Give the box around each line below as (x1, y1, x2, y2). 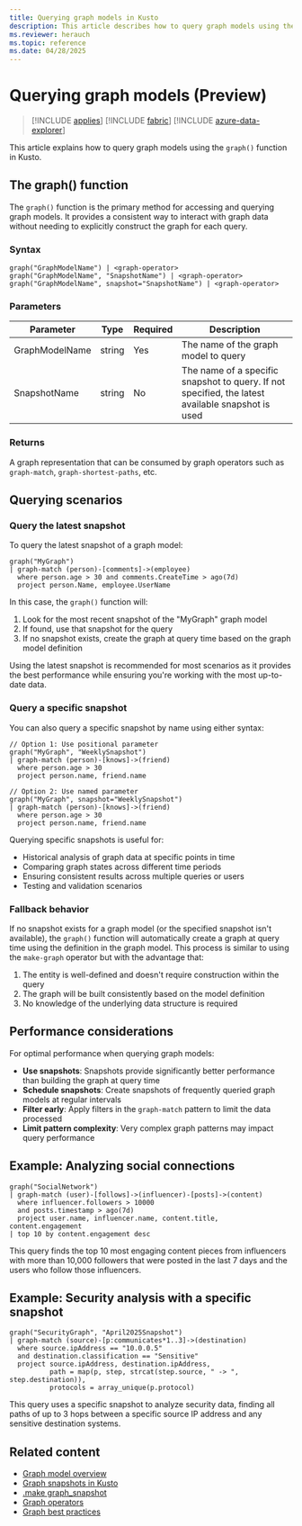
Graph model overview (22, 1468, 107, 1479)
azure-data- (215, 115, 261, 126)
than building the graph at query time (22, 1074, 160, 1085)
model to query (181, 350, 246, 363)
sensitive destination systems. (9, 1418, 121, 1429)
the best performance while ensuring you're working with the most (9, 669, 257, 680)
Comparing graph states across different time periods (22, 861, 222, 872)
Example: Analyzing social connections (9, 1158, 235, 1174)
